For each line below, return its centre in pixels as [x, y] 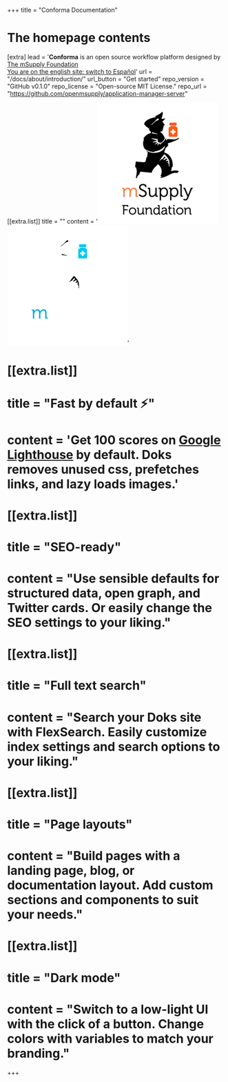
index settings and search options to [114, 746]
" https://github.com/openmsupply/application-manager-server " [97, 93]
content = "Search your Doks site [104, 717]
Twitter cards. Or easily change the [110, 608]
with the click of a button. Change [106, 1024]
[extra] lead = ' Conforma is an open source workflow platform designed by [114, 57]
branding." [39, 1053]
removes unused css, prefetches [103, 469]
